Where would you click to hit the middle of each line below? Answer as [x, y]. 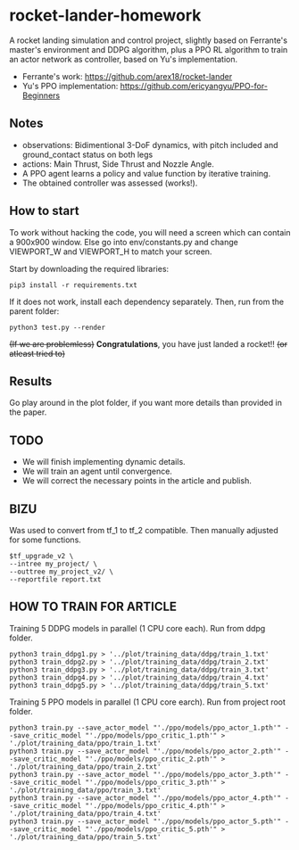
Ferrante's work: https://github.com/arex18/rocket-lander [127, 76]
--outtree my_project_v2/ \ [62, 572]
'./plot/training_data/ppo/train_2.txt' [86, 767]
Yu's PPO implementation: [70, 86]
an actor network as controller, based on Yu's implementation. [124, 59]
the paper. [28, 412]
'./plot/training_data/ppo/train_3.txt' [86, 790]
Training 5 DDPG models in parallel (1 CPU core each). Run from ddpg [137, 628]
